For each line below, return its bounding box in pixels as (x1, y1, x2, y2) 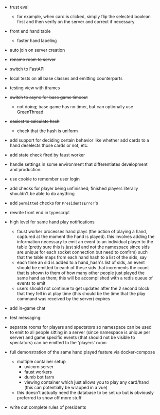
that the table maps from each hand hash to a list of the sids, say (17, 255, 147, 260)
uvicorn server (24, 364, 54, 370)
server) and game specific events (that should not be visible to (9, 335, 135, 340)
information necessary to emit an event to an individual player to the (17, 239, 153, 244)
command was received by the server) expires (17, 296, 110, 301)
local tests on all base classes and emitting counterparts (9, 76, 123, 81)
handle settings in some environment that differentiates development (9, 161, 148, 167)
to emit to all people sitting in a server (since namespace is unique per (9, 329, 151, 335)
